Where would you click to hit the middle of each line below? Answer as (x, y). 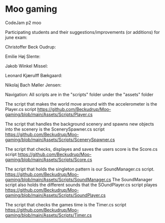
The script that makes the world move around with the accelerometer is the (81, 104)
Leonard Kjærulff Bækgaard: (34, 75)
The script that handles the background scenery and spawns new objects (80, 124)
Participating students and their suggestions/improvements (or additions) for (82, 32)
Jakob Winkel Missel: (27, 66)
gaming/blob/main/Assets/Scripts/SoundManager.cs (58, 179)
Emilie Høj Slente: (23, 56)
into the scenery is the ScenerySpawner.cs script (55, 129)
